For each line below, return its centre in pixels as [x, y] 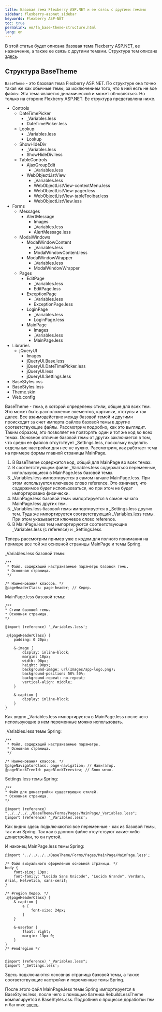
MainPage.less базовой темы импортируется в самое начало [75, 498]
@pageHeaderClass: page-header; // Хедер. [48, 588]
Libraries [21, 345]
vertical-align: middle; [47, 682]
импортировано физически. [41, 493]
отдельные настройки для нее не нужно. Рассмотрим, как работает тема [81, 448]
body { [12, 868]
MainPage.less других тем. [39, 504]
